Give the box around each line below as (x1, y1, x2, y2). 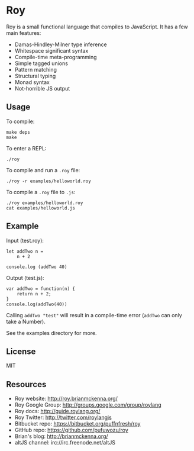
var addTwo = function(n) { (6, 285, 76, 292)
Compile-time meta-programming (14, 53, 97, 60)
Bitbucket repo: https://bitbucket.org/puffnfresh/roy (14, 420, 141, 427)
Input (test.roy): (6, 237, 44, 244)
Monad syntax (14, 78, 50, 86)
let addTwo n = (6, 248, 44, 255)
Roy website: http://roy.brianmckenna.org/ (14, 395, 118, 402)
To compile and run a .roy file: (6, 166, 80, 173)
